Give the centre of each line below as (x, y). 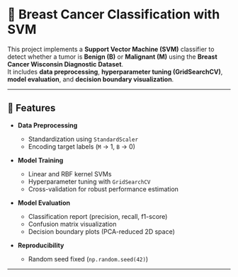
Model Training (40, 160)
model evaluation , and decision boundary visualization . (91, 79)
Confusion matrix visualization (72, 224)
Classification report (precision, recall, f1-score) (98, 216)
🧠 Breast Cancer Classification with (114, 15)
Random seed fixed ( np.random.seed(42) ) (88, 259)
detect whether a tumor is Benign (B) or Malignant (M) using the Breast (112, 57)
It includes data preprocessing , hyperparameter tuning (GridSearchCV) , (115, 72)
